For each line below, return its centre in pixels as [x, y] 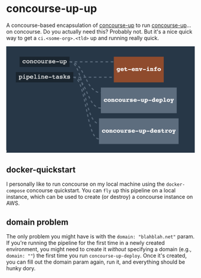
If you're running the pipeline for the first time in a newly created [86, 243]
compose [16, 191]
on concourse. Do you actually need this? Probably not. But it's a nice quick [99, 31]
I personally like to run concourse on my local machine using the [86, 184]
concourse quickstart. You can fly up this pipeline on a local [101, 191]
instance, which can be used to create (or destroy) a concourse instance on [100, 197]
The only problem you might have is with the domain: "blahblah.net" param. [100, 237]
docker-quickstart [41, 170]
